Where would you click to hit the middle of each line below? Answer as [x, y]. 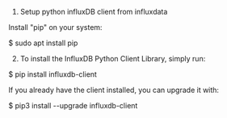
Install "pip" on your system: [55, 27]
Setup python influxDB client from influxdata [94, 12]
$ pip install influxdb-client [53, 74]
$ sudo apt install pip [43, 43]
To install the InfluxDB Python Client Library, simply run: [113, 59]
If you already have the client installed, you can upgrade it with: [114, 90]
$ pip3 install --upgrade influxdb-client [73, 105]
